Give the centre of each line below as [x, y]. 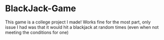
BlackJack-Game [41, 9]
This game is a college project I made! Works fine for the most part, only [78, 22]
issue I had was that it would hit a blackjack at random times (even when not [82, 27]
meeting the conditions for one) [37, 32]
